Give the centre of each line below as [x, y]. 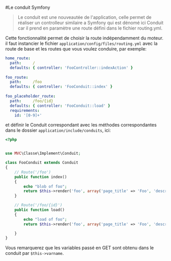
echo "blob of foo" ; [45, 186]
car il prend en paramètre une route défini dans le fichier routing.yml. [90, 28]
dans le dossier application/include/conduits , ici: [58, 130]
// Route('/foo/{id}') [38, 205]
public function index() [41, 177]
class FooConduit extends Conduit [42, 163]
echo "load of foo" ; [45, 219]
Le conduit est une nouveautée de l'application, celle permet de [84, 17]
